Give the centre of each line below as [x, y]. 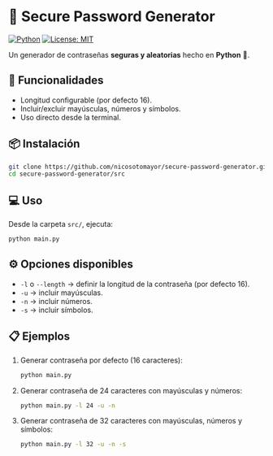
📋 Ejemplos [39, 337]
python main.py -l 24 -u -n [67, 406]
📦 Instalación [44, 144]
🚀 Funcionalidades [56, 80]
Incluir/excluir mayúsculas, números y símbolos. [100, 108]
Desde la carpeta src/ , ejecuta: [61, 224]
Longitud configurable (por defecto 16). [86, 100]
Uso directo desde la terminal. [71, 117]
